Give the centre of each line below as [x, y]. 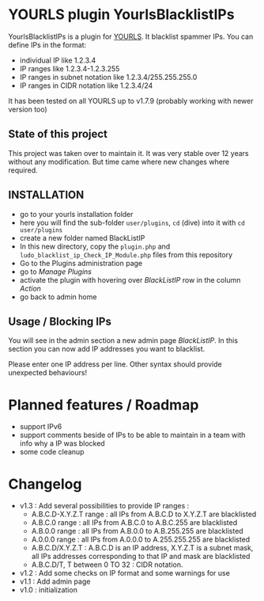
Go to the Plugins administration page [81, 263]
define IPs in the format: [47, 44]
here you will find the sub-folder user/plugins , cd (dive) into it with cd [132, 223]
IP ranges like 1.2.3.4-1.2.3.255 [70, 68]
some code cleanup [52, 452]
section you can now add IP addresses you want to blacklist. [107, 349]
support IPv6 [41, 427]
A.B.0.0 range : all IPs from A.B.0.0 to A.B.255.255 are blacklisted [137, 531]
